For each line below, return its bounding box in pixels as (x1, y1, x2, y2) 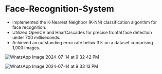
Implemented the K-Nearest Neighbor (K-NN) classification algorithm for (12, 19, 157, 25)
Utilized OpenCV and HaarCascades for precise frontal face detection (12, 29, 152, 35)
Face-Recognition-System (5, 3, 114, 14)
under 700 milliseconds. (12, 35, 61, 40)
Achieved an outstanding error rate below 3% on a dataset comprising (12, 39, 153, 45)
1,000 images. (12, 45, 40, 50)
